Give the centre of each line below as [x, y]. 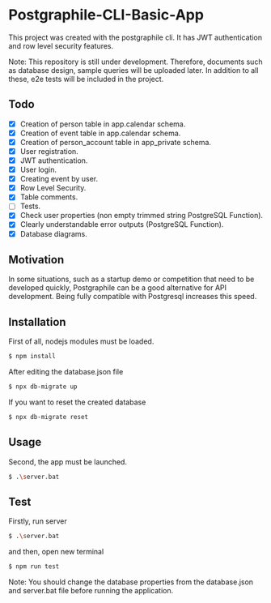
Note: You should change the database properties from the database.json [131, 582]
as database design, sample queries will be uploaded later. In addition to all [133, 70]
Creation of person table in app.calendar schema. [103, 124]
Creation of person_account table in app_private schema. [116, 142]
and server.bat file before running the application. [91, 591]
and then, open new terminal [56, 552]
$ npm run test [34, 567]
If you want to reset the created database [77, 402]
